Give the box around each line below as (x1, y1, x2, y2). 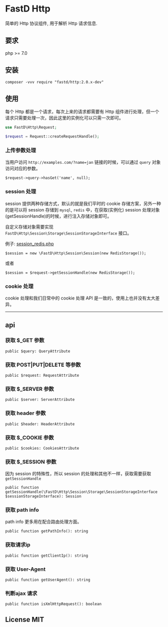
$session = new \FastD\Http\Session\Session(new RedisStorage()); (5, 251, 146, 256)
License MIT (5, 615, 44, 623)
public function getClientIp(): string (5, 553, 88, 558)
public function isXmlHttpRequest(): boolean (5, 601, 101, 607)
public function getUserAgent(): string (5, 577, 91, 583)
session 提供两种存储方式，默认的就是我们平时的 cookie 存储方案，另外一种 (5, 200, 161, 206)
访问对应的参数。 (5, 165, 40, 171)
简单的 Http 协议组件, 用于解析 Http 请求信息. (5, 20, 97, 26)
